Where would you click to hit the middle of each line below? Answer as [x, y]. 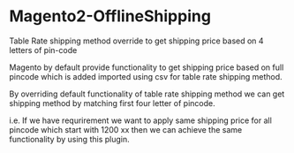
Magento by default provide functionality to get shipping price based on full [147, 67]
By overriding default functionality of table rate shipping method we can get [147, 94]
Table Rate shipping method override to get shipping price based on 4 [136, 41]
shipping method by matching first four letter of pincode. [112, 103]
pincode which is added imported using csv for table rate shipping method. [146, 76]
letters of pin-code [43, 50]
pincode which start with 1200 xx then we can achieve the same [126, 129]
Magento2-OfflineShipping [110, 16]
